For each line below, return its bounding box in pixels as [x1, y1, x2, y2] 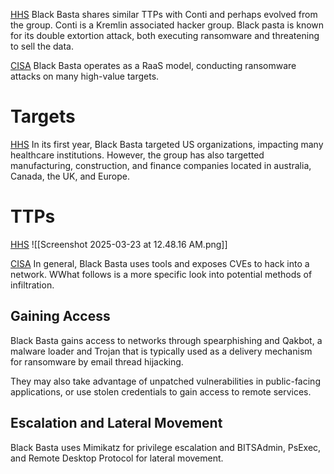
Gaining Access [10, 308, 111, 325]
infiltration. [10, 279, 55, 291]
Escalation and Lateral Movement [10, 415, 223, 432]
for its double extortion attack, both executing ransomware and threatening [10, 30, 320, 41]
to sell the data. [10, 40, 74, 52]
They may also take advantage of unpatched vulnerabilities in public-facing [10, 375, 321, 387]
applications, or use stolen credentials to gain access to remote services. [10, 385, 312, 398]
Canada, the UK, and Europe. [10, 170, 130, 182]
